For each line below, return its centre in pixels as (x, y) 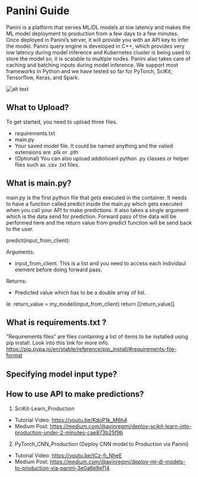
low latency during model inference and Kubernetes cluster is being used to (98, 52)
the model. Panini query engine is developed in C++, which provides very (95, 46)
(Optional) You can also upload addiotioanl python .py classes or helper (102, 158)
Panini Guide (38, 11)
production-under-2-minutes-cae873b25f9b (69, 432)
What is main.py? (39, 184)
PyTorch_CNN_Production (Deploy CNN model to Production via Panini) (102, 444)
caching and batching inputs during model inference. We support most (92, 65)
